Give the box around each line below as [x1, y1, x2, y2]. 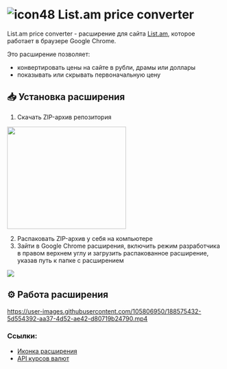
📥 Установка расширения [7, 91, 126, 103]
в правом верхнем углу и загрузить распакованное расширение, [16, 249, 209, 257]
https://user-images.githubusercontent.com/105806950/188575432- [7, 307, 202, 315]
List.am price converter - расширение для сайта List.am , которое [7, 29, 195, 38]
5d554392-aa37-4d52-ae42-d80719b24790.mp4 [7, 314, 148, 322]
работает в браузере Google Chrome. [7, 36, 117, 44]
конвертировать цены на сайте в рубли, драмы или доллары [16, 63, 196, 71]
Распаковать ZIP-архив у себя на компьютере [16, 234, 153, 242]
